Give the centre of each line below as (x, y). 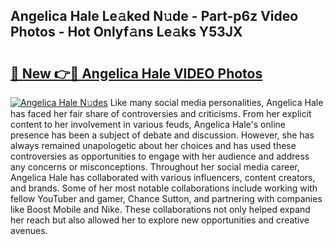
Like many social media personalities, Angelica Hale (216, 102)
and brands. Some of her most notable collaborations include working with (164, 188)
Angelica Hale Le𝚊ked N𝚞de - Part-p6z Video (154, 16)
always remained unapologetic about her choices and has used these (153, 145)
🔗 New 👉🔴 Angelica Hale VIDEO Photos (136, 73)
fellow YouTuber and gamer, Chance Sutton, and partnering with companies (166, 198)
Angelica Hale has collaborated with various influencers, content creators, (163, 177)
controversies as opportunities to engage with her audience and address (160, 156)
